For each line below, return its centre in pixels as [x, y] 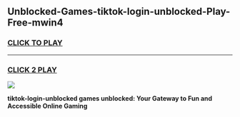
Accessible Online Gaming [47, 106]
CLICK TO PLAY [35, 43]
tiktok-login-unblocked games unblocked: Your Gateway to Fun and [110, 98]
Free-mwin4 [35, 23]
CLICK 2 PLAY [32, 69]
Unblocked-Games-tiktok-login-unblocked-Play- [119, 12]
